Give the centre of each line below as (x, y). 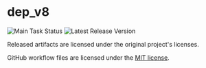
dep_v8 (28, 12)
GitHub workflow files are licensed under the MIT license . (88, 57)
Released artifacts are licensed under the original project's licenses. (103, 44)
